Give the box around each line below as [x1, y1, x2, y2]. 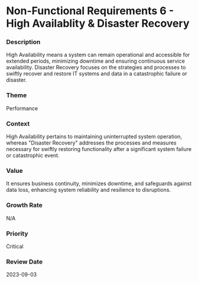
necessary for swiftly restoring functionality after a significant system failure [6, 146, 192, 153]
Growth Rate [6, 201, 43, 210]
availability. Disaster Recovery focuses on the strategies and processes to [6, 64, 186, 71]
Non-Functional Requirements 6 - [6, 4, 174, 18]
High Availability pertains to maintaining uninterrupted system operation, [6, 133, 182, 140]
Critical [6, 243, 24, 250]
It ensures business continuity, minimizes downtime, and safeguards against [6, 180, 192, 187]
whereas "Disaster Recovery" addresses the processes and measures [6, 139, 177, 146]
